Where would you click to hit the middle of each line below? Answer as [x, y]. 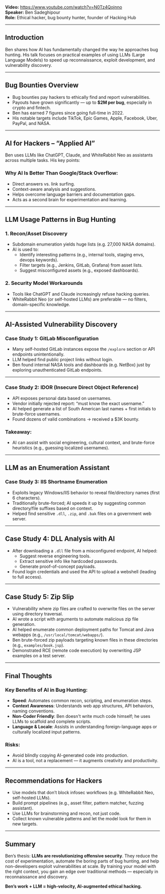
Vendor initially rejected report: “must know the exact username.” [78, 403]
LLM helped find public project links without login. [63, 360]
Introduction [25, 38]
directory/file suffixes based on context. [53, 508]
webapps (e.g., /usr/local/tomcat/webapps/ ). [58, 635]
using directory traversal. [38, 614]
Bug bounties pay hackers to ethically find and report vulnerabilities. [81, 97]
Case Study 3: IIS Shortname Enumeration [56, 482]
